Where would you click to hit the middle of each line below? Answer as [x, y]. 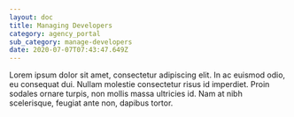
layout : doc [31, 17]
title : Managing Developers [61, 26]
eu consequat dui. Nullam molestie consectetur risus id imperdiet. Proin [139, 84]
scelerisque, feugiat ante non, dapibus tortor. [91, 103]
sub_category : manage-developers [71, 42]
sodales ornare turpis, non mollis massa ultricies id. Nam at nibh [126, 94]
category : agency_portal [55, 33]
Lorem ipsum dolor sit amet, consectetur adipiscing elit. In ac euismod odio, [147, 75]
